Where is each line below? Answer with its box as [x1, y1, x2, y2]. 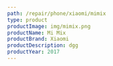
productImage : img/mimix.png [7, 23, 91, 30]
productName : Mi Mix [7, 29, 67, 36]
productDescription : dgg [7, 42, 79, 49]
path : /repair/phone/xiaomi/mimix [7, 10, 107, 17]
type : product [7, 16, 48, 23]
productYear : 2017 [7, 49, 60, 56]
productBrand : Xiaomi [7, 36, 70, 43]
